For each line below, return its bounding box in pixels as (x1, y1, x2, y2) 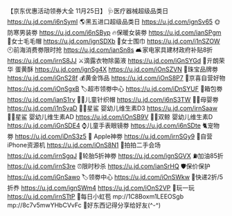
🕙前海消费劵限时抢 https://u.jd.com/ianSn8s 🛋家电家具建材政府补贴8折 (7, 46, 213, 54)
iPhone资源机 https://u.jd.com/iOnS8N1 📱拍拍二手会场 (7, 141, 161, 149)
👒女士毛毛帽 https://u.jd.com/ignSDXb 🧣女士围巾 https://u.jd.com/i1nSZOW (7, 37, 220, 45)
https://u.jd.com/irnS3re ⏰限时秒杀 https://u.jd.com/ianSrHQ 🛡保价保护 (7, 162, 211, 170)
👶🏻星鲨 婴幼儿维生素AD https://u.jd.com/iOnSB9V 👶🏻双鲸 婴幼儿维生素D (7, 113, 213, 120)
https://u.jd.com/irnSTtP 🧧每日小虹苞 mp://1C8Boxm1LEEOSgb (7, 192, 184, 200)
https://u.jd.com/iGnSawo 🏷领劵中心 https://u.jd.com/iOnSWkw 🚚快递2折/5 (7, 173, 224, 181)
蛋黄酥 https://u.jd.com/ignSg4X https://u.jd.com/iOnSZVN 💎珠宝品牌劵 (15, 65, 218, 73)
